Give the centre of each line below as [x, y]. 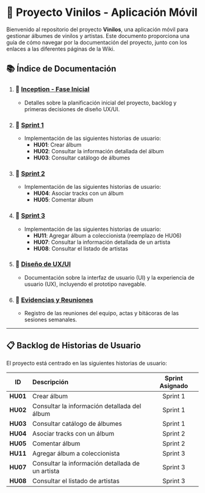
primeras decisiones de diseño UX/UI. [72, 109]
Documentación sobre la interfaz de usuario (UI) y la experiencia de [109, 277]
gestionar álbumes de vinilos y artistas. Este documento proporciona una [98, 35]
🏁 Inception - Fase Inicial [52, 89]
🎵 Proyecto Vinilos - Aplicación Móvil [102, 13]
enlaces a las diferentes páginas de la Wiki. [61, 49]
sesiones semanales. [51, 320]
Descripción [51, 382]
